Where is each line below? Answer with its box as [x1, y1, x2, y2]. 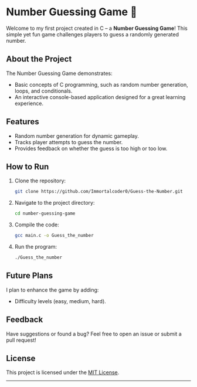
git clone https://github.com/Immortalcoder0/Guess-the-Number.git [14, 189, 183, 195]
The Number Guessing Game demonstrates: [6, 70, 113, 77]
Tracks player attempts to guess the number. [14, 138, 123, 145]
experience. [14, 100, 44, 107]
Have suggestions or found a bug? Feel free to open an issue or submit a [6, 330, 182, 337]
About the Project [6, 54, 72, 64]
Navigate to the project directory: [14, 199, 95, 206]
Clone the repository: [14, 177, 66, 184]
